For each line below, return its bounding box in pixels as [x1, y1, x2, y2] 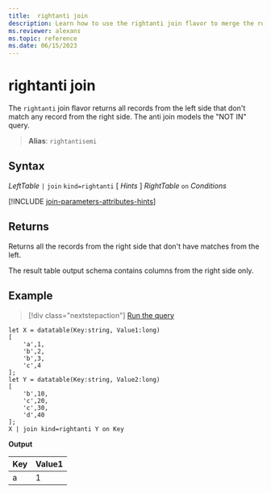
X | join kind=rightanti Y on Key [8, 425, 125, 433]
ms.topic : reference [8, 34, 78, 43]
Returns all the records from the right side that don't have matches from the [8, 241, 260, 251]
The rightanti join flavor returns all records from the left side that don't [8, 103, 246, 113]
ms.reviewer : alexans [8, 27, 81, 35]
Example [8, 289, 53, 303]
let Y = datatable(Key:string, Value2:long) [8, 375, 161, 383]
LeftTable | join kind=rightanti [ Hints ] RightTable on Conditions [8, 181, 227, 190]
